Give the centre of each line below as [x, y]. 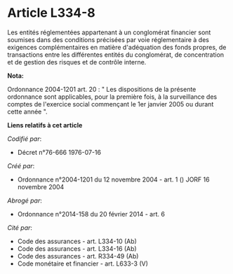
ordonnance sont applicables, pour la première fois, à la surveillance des [112, 97]
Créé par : [21, 165]
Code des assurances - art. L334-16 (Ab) [77, 248]
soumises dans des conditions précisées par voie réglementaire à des [108, 39]
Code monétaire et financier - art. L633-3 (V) [83, 263]
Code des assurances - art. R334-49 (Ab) [78, 256]
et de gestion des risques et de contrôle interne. [77, 62]
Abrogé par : [25, 200]
